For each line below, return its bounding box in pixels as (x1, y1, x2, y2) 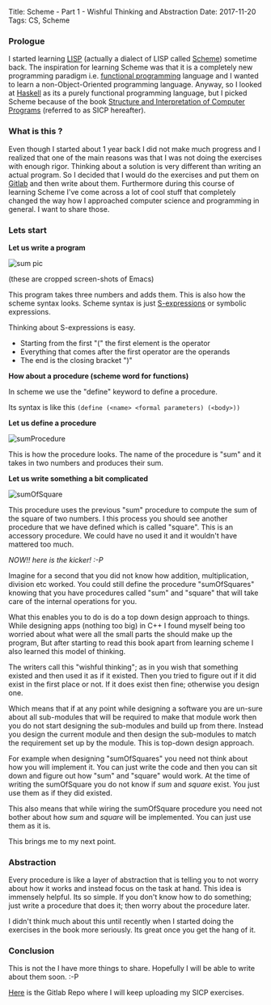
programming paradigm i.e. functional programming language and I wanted (8, 71, 259, 81)
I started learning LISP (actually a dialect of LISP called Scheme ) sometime (8, 54, 257, 64)
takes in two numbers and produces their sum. (8, 458, 164, 467)
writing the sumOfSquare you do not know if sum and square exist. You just (8, 779, 260, 789)
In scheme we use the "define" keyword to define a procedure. (8, 386, 218, 396)
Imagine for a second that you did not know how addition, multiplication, (8, 570, 249, 581)
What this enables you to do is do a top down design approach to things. (8, 612, 251, 622)
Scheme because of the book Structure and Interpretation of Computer (8, 97, 245, 107)
